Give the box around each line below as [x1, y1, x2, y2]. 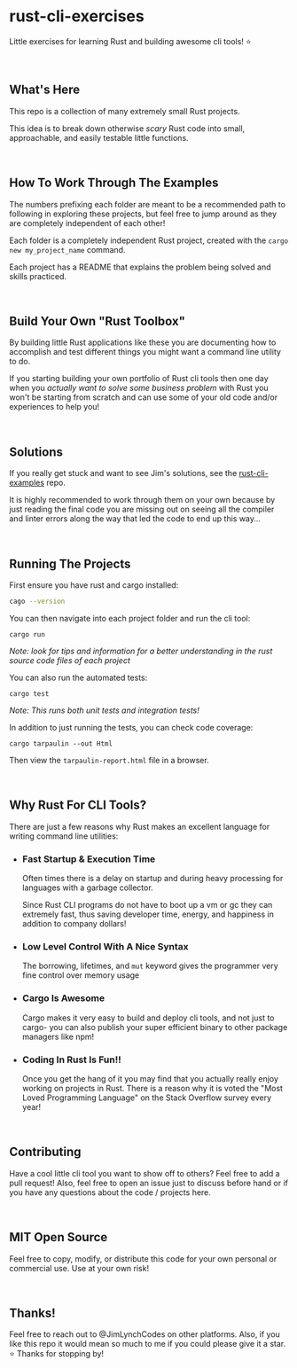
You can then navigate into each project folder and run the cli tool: [9, 613, 251, 623]
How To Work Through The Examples [9, 176, 219, 191]
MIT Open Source [9, 1230, 108, 1245]
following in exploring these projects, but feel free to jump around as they [9, 208, 277, 219]
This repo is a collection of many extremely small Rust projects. [9, 106, 241, 116]
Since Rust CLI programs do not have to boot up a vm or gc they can [21, 899, 273, 910]
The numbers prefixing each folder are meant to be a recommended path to [9, 199, 286, 209]
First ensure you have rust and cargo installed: [9, 580, 179, 590]
